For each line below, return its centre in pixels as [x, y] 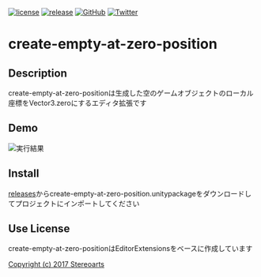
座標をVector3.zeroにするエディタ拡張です [78, 103]
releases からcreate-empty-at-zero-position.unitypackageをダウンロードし [130, 193]
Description [38, 73]
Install [24, 174]
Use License [39, 229]
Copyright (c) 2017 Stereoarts [57, 264]
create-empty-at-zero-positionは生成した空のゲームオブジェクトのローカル [131, 93]
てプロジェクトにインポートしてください [74, 203]
